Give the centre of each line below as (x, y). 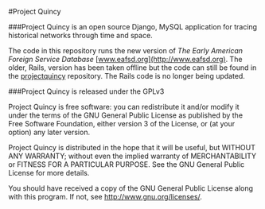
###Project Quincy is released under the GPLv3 (86, 91)
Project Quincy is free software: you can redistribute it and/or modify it (124, 107)
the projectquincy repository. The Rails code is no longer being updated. (127, 76)
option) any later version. (49, 132)
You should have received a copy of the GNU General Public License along (131, 188)
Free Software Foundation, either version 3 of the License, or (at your (122, 124)
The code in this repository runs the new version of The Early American (126, 50)
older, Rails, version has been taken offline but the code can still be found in (132, 68)
